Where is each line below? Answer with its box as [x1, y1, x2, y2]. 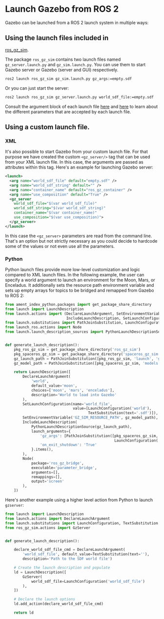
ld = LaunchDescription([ [14, 569, 67, 574]
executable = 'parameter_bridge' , [31, 465, 97, 470]
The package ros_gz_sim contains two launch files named [5, 56, 121, 62]
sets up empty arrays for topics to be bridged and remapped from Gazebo [5, 287, 154, 293]
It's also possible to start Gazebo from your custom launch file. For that [5, 149, 148, 155]
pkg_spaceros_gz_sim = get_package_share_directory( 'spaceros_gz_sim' [14, 351, 161, 356]
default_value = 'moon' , [31, 383, 78, 388]
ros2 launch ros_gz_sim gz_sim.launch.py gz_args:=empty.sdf [5, 76, 132, 81]
